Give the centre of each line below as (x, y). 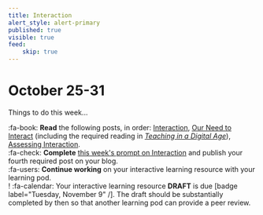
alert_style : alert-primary (54, 23)
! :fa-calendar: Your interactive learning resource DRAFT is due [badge (123, 186)
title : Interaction (40, 15)
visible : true (31, 37)
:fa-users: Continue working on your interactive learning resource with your (132, 169)
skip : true (40, 52)
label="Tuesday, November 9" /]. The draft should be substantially (116, 194)
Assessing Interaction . (44, 144)
